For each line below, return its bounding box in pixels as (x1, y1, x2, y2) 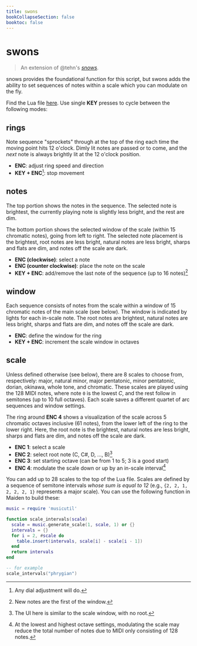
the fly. (6, 88, 23, 95)
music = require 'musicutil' (6, 506, 77, 512)
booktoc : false (6, 19, 43, 25)
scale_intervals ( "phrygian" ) (6, 570, 77, 576)
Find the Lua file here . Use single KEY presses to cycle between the (6, 99, 170, 106)
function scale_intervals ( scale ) (6, 516, 88, 523)
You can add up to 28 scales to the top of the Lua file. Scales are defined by (6, 476, 190, 483)
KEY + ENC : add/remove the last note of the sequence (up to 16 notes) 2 (14, 268, 189, 277)
